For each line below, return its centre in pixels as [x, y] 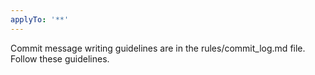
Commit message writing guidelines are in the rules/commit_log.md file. [158, 48]
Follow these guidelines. [60, 58]
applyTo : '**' [40, 19]
